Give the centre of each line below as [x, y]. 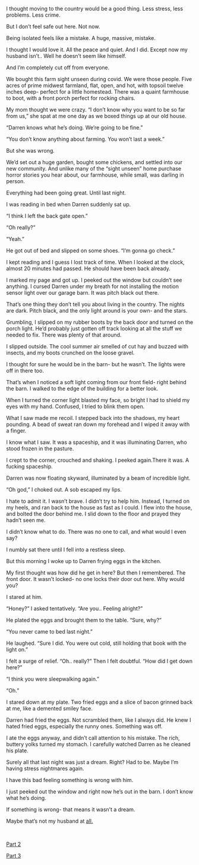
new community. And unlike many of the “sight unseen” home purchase [94, 169]
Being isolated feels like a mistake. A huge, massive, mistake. [81, 38]
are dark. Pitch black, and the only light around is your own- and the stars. [97, 311]
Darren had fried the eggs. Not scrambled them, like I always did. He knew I [99, 720]
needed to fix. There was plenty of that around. [64, 335]
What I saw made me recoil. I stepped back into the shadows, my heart [93, 418]
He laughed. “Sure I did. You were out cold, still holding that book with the [97, 643]
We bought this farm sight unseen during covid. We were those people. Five [99, 79]
